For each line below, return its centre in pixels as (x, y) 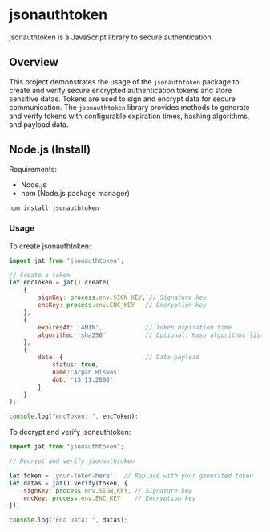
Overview (34, 62)
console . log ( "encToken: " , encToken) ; (74, 417)
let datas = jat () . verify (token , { (69, 483)
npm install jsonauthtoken (54, 208)
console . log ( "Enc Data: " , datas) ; (69, 520)
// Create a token (40, 275)
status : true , (75, 365)
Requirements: (33, 169)
